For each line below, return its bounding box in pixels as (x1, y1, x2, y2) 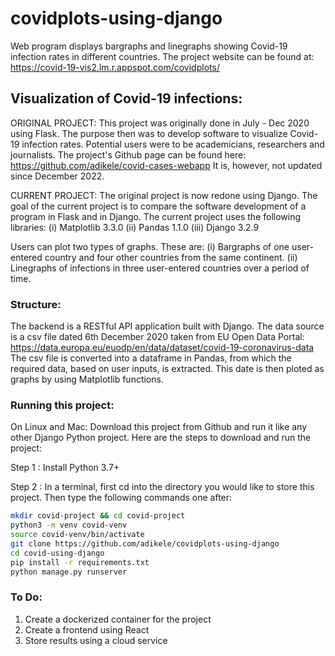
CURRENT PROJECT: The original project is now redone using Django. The (10, 189, 318, 201)
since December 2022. (10, 170, 105, 182)
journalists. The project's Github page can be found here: (10, 148, 247, 161)
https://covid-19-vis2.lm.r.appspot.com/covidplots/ (10, 61, 220, 73)
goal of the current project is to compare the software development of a (10, 200, 307, 212)
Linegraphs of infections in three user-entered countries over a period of (10, 262, 310, 274)
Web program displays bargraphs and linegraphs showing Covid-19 (10, 40, 288, 52)
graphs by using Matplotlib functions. (10, 373, 164, 386)
